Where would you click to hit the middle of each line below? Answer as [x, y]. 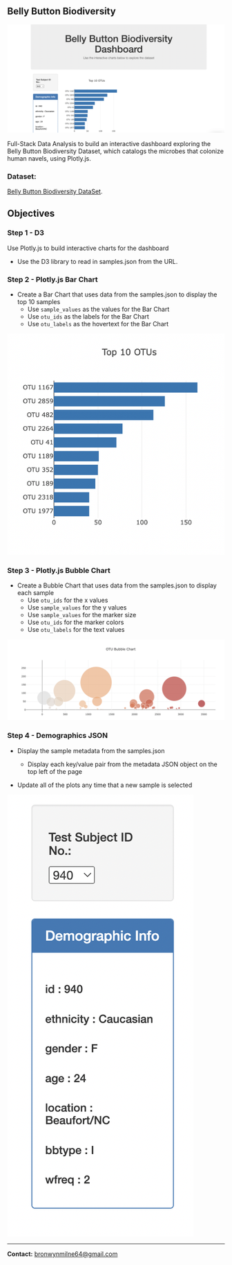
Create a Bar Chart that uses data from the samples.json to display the [117, 294]
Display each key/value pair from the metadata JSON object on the [122, 764]
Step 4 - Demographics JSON [58, 736]
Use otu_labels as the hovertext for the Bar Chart [98, 324]
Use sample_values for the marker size [82, 615]
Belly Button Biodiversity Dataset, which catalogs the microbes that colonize [116, 151]
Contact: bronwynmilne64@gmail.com [62, 1254]
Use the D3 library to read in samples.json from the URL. [97, 261]
